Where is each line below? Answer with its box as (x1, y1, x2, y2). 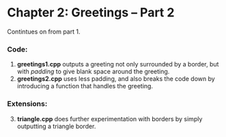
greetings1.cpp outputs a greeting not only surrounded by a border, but (16, 60, 219, 68)
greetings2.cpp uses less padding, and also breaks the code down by (16, 75, 215, 83)
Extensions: (7, 99, 48, 109)
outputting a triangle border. (16, 122, 96, 130)
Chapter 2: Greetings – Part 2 (7, 5, 175, 21)
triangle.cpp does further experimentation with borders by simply (16, 114, 203, 123)
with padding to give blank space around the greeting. (16, 67, 170, 76)
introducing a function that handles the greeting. (16, 82, 154, 90)
